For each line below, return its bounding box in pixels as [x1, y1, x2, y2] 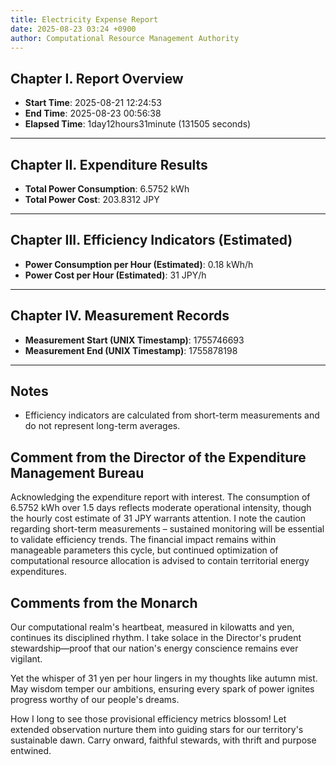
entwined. [10, 745, 52, 757]
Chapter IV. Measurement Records [10, 307, 230, 325]
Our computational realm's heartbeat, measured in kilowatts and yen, [10, 621, 295, 633]
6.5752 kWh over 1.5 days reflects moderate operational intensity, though [10, 502, 312, 514]
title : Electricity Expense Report [10, 14, 159, 25]
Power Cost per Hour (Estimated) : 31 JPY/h [24, 269, 207, 281]
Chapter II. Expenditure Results [10, 156, 208, 173]
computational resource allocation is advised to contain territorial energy [10, 555, 310, 567]
